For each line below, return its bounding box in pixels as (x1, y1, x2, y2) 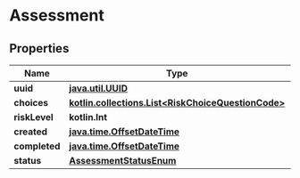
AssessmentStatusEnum (69, 155, 177, 166)
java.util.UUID (69, 82, 128, 94)
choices (13, 97, 49, 109)
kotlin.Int (69, 111, 107, 123)
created (13, 125, 47, 138)
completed (13, 140, 61, 152)
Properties (9, 41, 70, 56)
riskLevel (13, 111, 54, 123)
